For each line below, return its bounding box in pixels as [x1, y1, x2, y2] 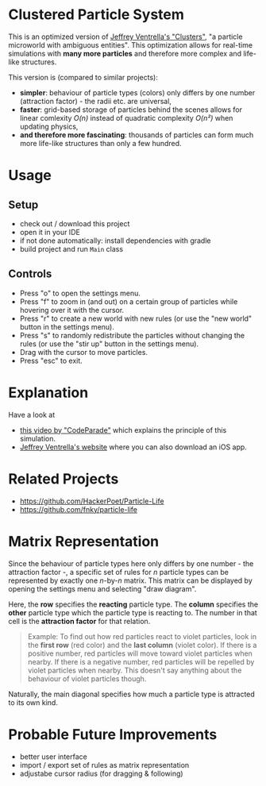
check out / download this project [19, 218, 130, 228]
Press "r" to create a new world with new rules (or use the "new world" [19, 314, 253, 323]
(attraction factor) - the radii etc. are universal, [19, 96, 172, 106]
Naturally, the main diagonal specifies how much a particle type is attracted [8, 689, 256, 699]
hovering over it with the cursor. [19, 305, 125, 314]
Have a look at [8, 410, 56, 419]
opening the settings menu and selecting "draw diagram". [8, 584, 197, 593]
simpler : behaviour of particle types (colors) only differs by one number [19, 87, 256, 97]
